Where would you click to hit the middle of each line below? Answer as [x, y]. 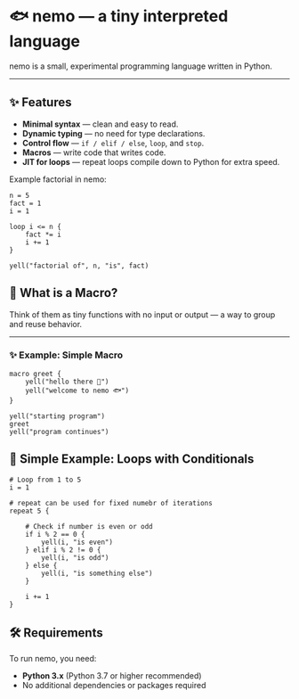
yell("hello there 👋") [67, 382]
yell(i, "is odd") [75, 557]
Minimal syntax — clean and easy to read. [100, 124]
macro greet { [36, 374]
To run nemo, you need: [53, 659]
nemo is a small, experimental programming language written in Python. [141, 66]
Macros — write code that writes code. [94, 152]
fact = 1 [25, 203]
